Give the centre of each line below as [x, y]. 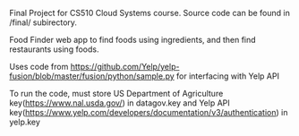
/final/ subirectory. [43, 22]
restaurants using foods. [54, 49]
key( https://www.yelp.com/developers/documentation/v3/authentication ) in [149, 112]
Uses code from [39, 67]
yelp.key [25, 122]
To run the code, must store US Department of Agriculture [116, 93]
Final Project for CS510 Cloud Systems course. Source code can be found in [150, 13]
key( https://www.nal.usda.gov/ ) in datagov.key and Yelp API [120, 103]
